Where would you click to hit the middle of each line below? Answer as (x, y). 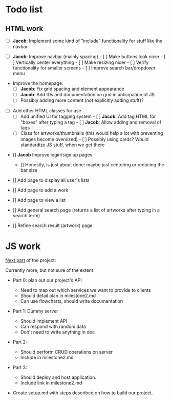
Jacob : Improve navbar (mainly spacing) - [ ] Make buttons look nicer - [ (89, 57)
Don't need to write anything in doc (58, 332)
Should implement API (44, 321)
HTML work (24, 29)
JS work (23, 246)
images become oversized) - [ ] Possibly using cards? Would (84, 139)
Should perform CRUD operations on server (67, 352)
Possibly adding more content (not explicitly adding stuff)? (82, 100)
